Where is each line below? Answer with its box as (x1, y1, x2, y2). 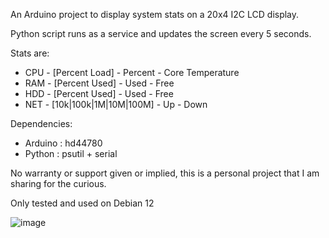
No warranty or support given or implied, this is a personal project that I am (10, 167, 320, 179)
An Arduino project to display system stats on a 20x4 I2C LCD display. (10, 9, 300, 20)
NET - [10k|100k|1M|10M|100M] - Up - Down (24, 99, 208, 110)
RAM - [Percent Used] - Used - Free (24, 77, 175, 89)
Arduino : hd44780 (24, 137, 103, 149)
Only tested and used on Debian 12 (10, 197, 155, 209)
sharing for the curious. (10, 178, 107, 189)
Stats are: (10, 47, 50, 59)
